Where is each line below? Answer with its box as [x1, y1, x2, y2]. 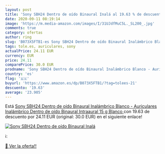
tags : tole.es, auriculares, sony [5, 44, 76, 49]
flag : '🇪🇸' [5, 76, 29, 81]
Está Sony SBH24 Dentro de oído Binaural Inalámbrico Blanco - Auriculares [5, 103, 157, 109]
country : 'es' [5, 72, 34, 77]
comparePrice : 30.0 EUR [5, 62, 54, 67]
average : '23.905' [5, 90, 43, 95]
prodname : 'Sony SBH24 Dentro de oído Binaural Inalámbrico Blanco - [5, 67, 151, 72]
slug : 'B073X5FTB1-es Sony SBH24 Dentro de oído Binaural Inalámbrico [5, 39, 153, 44]
